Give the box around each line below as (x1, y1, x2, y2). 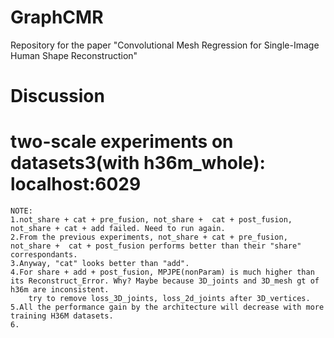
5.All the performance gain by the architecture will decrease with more (10, 302, 325, 313)
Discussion (10, 85, 105, 108)
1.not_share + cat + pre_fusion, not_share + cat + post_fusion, (10, 215, 293, 225)
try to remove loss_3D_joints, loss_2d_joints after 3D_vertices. (28, 294, 311, 304)
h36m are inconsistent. (10, 285, 110, 295)
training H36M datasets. (10, 311, 114, 321)
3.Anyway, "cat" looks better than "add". (10, 259, 190, 269)
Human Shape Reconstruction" (10, 49, 138, 61)
